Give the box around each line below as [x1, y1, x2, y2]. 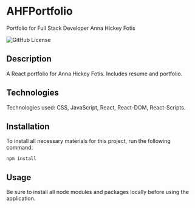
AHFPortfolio [6, 4, 73, 18]
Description [6, 54, 52, 64]
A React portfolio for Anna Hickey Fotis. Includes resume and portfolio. [6, 70, 183, 77]
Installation [6, 121, 50, 131]
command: [6, 144, 33, 151]
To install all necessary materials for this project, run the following [6, 137, 171, 145]
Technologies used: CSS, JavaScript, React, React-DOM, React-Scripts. [6, 103, 186, 111]
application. [6, 195, 36, 202]
